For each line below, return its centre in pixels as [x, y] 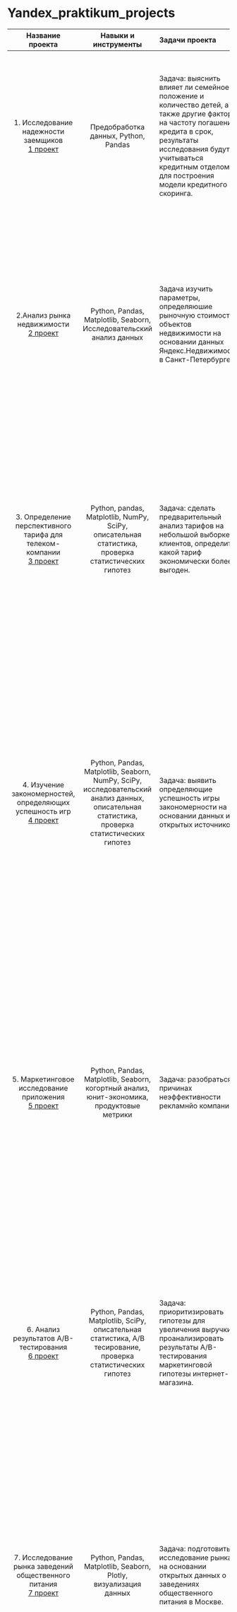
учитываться [181, 158]
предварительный [190, 516]
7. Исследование [43, 1558]
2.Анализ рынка [43, 315]
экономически [184, 561]
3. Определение [43, 516]
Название [43, 35]
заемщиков [43, 140]
